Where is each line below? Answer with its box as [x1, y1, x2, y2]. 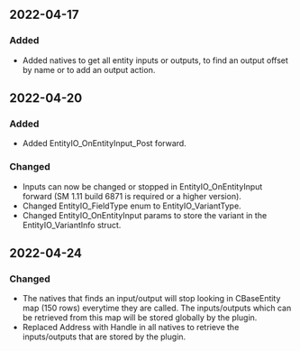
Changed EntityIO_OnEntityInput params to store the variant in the [22, 209, 268, 220]
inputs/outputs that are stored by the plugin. [22, 331, 186, 342]
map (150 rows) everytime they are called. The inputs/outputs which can [22, 302, 292, 314]
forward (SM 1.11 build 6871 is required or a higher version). [22, 190, 241, 201]
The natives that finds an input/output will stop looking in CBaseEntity [22, 293, 281, 304]
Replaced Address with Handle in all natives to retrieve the [22, 322, 240, 333]
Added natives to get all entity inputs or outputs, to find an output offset [22, 54, 288, 66]
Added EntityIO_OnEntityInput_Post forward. [22, 138, 186, 149]
